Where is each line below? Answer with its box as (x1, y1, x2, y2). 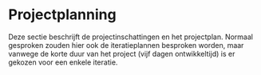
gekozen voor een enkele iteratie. (8, 57, 118, 67)
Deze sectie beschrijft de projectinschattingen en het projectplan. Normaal (8, 32, 254, 41)
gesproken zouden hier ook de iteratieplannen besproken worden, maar (8, 40, 244, 49)
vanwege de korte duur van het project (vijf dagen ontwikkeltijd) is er (8, 49, 235, 58)
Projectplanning (8, 6, 117, 24)
